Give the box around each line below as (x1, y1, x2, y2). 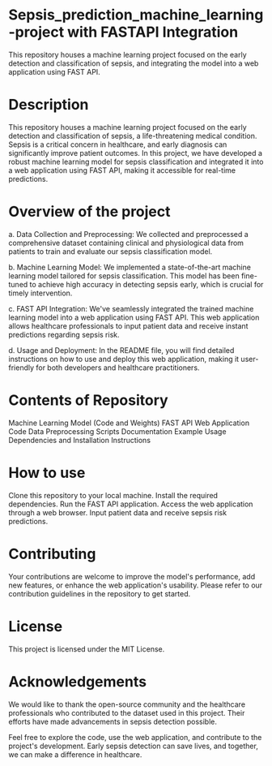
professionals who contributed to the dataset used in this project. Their (8, 708, 245, 717)
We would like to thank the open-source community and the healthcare (8, 699, 245, 709)
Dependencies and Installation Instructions (8, 435, 151, 445)
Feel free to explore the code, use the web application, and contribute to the (8, 732, 262, 742)
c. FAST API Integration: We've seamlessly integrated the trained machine (8, 303, 254, 313)
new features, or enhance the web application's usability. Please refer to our (8, 580, 263, 590)
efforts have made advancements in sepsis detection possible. (8, 717, 217, 726)
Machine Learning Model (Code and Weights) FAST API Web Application (8, 418, 249, 428)
